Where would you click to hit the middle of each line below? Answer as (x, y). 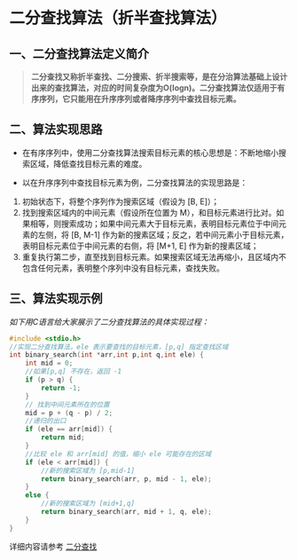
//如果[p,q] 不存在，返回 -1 (74, 372)
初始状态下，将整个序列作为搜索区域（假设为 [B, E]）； (121, 201)
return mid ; (63, 438)
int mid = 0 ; (49, 363)
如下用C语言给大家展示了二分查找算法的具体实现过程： (109, 321)
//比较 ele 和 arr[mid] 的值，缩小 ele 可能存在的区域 (118, 454)
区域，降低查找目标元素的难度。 (88, 163)
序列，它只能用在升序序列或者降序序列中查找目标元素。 (140, 99)
